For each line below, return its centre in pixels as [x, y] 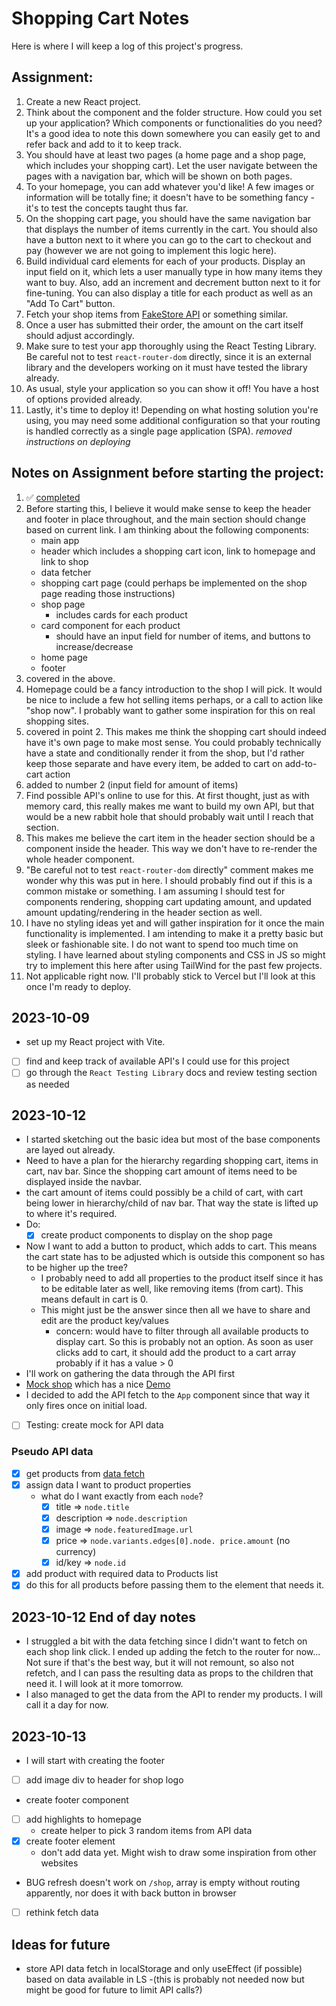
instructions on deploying [78, 441]
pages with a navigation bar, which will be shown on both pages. [159, 176]
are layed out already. [70, 1150]
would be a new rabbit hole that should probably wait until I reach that [169, 816]
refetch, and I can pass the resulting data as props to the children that [169, 1673]
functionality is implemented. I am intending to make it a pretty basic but [174, 933]
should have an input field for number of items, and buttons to [183, 636]
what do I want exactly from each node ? [122, 1496]
